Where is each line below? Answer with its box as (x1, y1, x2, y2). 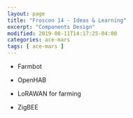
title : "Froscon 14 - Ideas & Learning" (7, 17, 127, 24)
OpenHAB (17, 76, 47, 84)
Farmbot (17, 63, 42, 70)
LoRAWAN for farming (17, 89, 82, 98)
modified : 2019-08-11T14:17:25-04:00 (7, 29, 118, 37)
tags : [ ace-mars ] (7, 43, 64, 50)
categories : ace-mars (7, 37, 71, 44)
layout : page (7, 10, 45, 18)
